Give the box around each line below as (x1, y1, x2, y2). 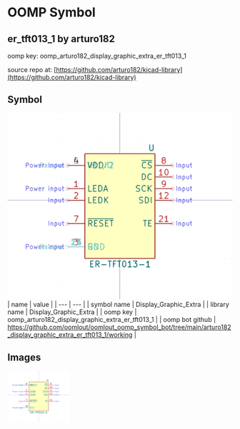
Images (7, 351, 41, 363)
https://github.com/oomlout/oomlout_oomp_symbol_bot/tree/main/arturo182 (7, 323, 231, 332)
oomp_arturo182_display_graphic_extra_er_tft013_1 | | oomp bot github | (7, 316, 216, 324)
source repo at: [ (7, 66, 56, 74)
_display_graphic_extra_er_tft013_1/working (7, 330, 133, 339)
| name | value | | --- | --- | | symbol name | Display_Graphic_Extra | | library (7, 301, 230, 309)
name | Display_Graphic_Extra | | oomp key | (7, 308, 137, 316)
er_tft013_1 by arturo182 (7, 33, 116, 45)
